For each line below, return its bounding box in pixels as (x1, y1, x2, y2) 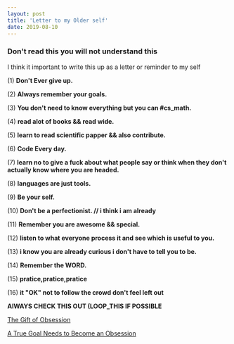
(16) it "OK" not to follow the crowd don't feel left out (7, 288, 164, 296)
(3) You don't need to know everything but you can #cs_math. (7, 103, 192, 112)
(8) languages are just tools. (7, 179, 91, 187)
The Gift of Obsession (7, 315, 71, 324)
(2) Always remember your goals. (7, 89, 108, 98)
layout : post (7, 10, 46, 18)
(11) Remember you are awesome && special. (7, 219, 141, 229)
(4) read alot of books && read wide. (7, 117, 115, 125)
